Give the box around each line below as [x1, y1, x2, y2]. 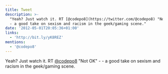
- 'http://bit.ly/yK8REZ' [9, 35, 64, 40]
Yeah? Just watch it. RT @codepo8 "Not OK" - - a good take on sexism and [5, 58, 161, 64]
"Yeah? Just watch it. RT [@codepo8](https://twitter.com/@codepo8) [9, 16, 155, 21]
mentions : [5, 40, 26, 45]
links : [5, 30, 19, 35]
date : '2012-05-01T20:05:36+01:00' [5, 26, 79, 31]
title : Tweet [5, 7, 32, 12]
